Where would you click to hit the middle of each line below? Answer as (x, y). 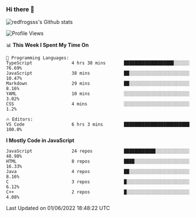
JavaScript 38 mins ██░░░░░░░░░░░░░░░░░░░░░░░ (98, 73)
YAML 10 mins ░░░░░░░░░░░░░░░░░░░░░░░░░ (98, 94)
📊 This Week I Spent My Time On (47, 45)
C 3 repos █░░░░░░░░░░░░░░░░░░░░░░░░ (98, 182)
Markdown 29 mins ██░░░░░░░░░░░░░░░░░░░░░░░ (98, 84)
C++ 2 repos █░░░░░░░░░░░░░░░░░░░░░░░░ (98, 192)
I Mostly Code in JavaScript (40, 140)
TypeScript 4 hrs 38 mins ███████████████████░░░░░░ (98, 63)
